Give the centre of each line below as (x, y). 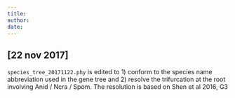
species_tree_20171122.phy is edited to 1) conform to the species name (110, 72)
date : (15, 27)
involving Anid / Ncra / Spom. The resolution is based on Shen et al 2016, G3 (117, 87)
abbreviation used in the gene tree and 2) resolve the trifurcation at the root (116, 79)
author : (19, 20)
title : (17, 14)
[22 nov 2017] (38, 55)
